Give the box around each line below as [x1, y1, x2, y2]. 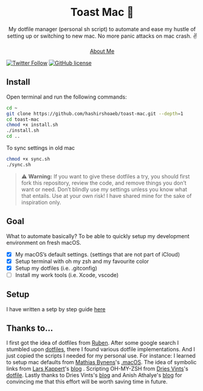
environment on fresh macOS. [6, 239, 81, 246]
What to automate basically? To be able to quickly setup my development [6, 232, 190, 239]
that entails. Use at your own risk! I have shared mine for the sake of [21, 192, 192, 199]
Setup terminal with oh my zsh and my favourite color [15, 258, 150, 265]
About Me [89, 48, 115, 55]
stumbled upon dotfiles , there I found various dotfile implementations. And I [6, 346, 196, 353]
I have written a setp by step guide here [6, 305, 106, 312]
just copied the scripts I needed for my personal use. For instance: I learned [6, 352, 196, 359]
